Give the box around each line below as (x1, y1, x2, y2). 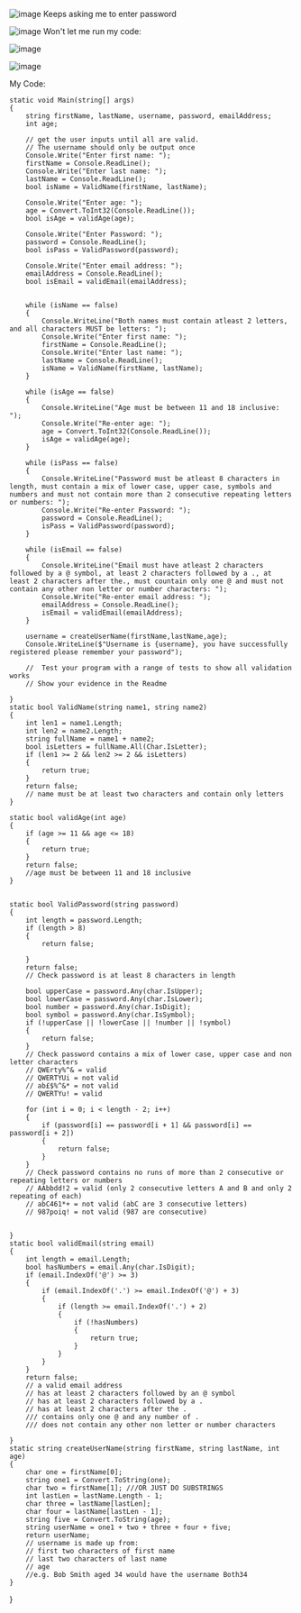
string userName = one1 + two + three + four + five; (25, 1523, 232, 1532)
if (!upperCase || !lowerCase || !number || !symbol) (25, 1018, 232, 1027)
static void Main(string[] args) (9, 96, 135, 105)
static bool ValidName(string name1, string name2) (9, 703, 207, 712)
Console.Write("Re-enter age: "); (41, 419, 171, 428)
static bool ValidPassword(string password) (9, 900, 179, 909)
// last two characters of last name (25, 1554, 168, 1563)
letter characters (9, 1058, 78, 1067)
